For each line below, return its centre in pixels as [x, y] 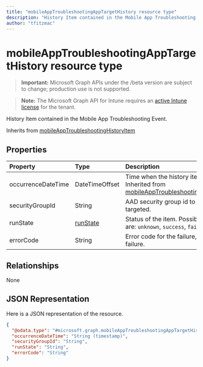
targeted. [138, 209]
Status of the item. [151, 219]
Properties [27, 150]
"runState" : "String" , [40, 347]
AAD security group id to [160, 202]
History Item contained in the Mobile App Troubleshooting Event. [87, 119]
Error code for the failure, [161, 236]
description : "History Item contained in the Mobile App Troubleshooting [101, 18]
